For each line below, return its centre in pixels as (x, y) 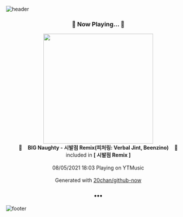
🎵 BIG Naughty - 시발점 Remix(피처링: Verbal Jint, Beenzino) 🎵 (98, 148)
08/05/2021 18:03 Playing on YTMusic (98, 168)
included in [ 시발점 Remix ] (98, 155)
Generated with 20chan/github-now (98, 180)
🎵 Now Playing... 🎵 (98, 24)
